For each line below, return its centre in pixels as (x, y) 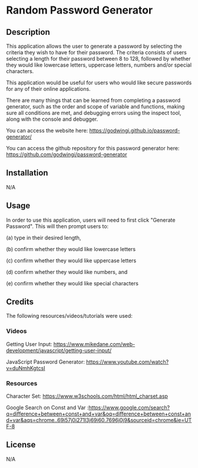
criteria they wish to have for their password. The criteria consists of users (96, 52)
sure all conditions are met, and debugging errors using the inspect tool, (94, 113)
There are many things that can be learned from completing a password (93, 100)
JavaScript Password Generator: (46, 362)
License (21, 445)
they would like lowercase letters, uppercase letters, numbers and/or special (99, 65)
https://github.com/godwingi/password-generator (67, 154)
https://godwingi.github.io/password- (135, 131)
